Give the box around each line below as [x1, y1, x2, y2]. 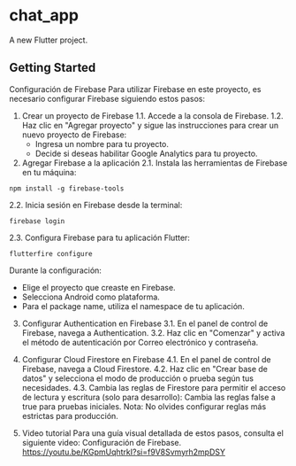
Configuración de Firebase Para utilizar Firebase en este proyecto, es [9, 83, 262, 94]
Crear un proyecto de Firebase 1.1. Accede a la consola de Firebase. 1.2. [21, 110, 284, 120]
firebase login [9, 216, 65, 226]
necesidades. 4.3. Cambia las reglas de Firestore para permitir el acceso [21, 382, 286, 392]
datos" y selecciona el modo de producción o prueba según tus [21, 373, 254, 384]
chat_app [9, 5, 80, 26]
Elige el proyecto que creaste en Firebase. [21, 282, 176, 292]
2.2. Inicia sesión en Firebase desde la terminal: [9, 199, 183, 210]
